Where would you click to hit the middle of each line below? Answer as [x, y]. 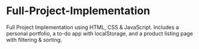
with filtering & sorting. [34, 40]
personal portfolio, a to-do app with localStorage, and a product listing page [99, 33]
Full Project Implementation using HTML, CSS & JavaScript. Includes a [93, 27]
